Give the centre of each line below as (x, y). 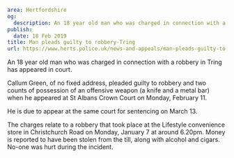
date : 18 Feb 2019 (40, 36)
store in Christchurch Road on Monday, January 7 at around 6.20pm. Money (116, 132)
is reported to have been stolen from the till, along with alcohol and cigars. (114, 140)
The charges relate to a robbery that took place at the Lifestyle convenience (116, 125)
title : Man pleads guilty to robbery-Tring (71, 42)
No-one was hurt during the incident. (60, 147)
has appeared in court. (40, 70)
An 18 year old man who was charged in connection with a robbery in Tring (115, 62)
